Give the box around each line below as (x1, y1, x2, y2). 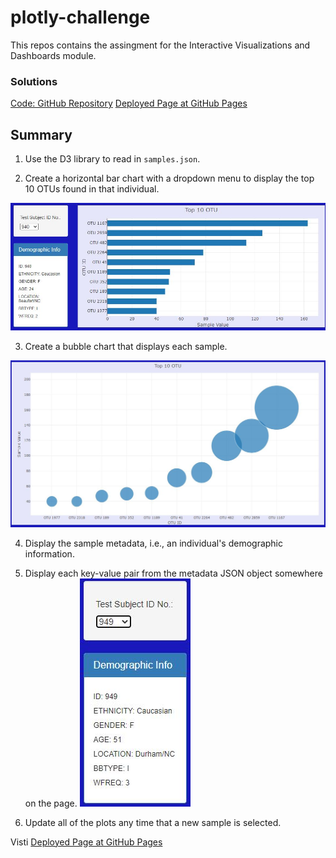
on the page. (24, 797, 78, 809)
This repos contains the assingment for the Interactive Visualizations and (10, 39, 311, 51)
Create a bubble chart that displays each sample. (24, 340, 228, 352)
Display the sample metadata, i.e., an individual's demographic (24, 537, 284, 549)
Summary (10, 126, 73, 143)
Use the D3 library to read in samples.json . (24, 153, 201, 165)
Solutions (10, 74, 58, 88)
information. (24, 547, 75, 560)
